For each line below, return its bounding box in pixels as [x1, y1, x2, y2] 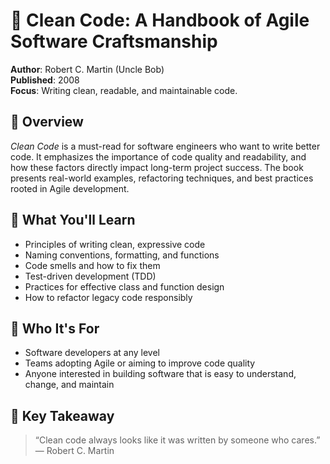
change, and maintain [24, 379, 115, 391]
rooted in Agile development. [10, 182, 130, 194]
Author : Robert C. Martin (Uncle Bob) [10, 63, 165, 75]
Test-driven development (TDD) [24, 270, 157, 282]
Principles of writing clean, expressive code [24, 238, 206, 250]
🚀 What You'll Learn [10, 212, 136, 229]
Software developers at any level [24, 347, 160, 359]
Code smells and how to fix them [24, 259, 161, 271]
